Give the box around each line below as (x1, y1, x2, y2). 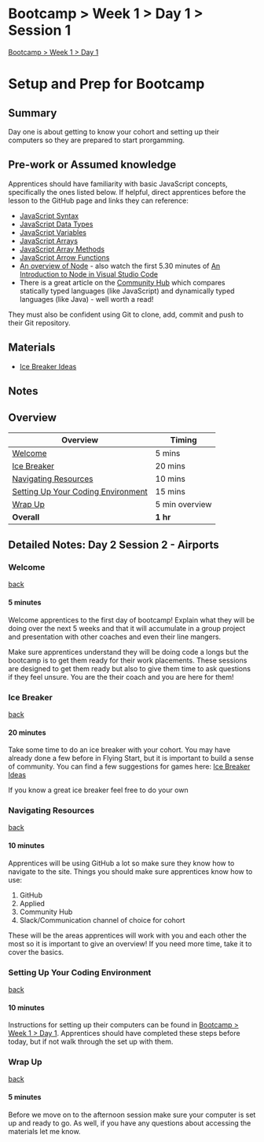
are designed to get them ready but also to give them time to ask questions (8, 663, 251, 673)
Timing (170, 434, 198, 445)
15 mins (155, 486, 186, 497)
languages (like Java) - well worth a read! (19, 294, 154, 303)
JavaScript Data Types (19, 219, 93, 229)
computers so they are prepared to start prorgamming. (8, 135, 185, 145)
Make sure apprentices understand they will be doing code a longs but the (8, 647, 249, 656)
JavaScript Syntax (19, 211, 79, 220)
